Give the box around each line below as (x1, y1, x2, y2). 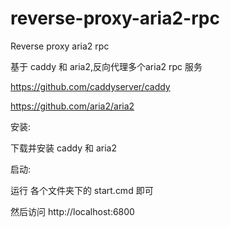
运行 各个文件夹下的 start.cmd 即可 (10, 184, 154, 196)
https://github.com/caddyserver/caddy (10, 80, 171, 92)
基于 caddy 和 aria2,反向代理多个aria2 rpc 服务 (10, 60, 203, 72)
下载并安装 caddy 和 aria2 (10, 142, 117, 154)
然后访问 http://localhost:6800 (10, 205, 135, 217)
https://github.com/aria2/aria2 (10, 100, 135, 112)
